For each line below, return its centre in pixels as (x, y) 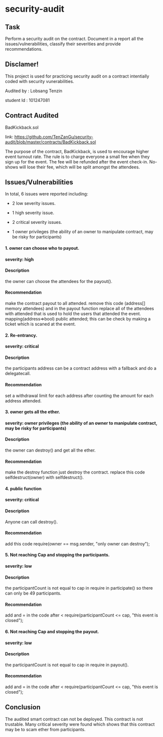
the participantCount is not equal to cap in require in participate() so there (79, 588)
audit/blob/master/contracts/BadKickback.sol (51, 142)
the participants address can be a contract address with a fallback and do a (81, 368)
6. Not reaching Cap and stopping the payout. (52, 632)
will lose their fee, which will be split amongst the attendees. (80, 167)
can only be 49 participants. (33, 593)
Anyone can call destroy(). (31, 522)
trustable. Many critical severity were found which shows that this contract (80, 724)
